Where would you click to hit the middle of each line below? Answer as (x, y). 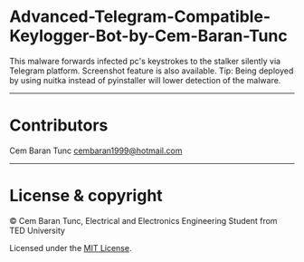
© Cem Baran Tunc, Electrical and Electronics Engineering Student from (143, 220)
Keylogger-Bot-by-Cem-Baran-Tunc (148, 36)
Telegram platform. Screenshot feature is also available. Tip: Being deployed (152, 71)
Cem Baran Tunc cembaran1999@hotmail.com (96, 150)
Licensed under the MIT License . (71, 247)
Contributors (59, 126)
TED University (38, 230)
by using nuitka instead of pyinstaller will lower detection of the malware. (145, 80)
